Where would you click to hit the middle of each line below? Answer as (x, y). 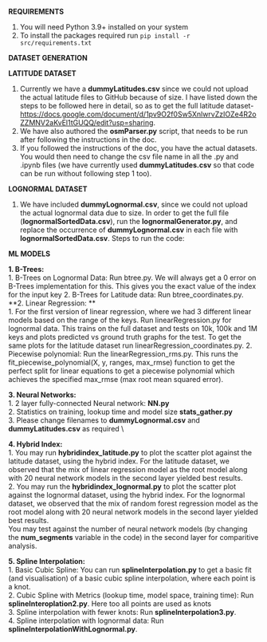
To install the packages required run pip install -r (105, 35)
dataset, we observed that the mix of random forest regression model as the (133, 503)
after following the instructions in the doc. (88, 140)
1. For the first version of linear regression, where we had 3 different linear (130, 311)
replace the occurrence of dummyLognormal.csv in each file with (129, 230)
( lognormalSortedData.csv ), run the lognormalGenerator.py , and (128, 221)
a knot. (20, 587)
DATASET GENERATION (48, 58)
